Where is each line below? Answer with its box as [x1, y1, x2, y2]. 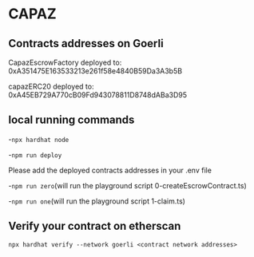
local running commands [8, 113, 135, 127]
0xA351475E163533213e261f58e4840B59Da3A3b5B [8, 66, 182, 76]
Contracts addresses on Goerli [8, 37, 164, 50]
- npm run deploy [8, 149, 62, 160]
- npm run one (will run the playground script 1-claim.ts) [8, 196, 186, 206]
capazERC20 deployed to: [8, 81, 94, 91]
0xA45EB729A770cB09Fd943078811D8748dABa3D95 [8, 90, 188, 100]
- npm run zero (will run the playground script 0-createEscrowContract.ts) [8, 180, 247, 190]
